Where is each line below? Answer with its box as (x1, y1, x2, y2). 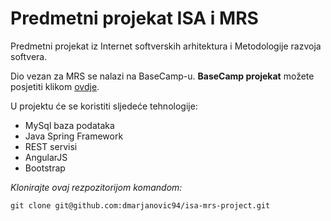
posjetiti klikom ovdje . (10, 80, 100, 92)
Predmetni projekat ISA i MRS (10, 7, 259, 30)
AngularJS (24, 151, 68, 163)
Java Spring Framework (24, 130, 124, 142)
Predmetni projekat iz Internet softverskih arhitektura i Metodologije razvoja (10, 40, 322, 52)
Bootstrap (24, 162, 66, 174)
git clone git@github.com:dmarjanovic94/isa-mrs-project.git (10, 200, 271, 211)
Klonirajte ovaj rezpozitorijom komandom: (10, 181, 183, 193)
